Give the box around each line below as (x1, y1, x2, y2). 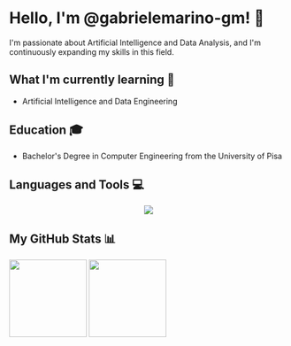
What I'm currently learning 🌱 (9, 73, 175, 88)
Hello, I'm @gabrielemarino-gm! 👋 (9, 8, 265, 28)
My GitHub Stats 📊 (9, 231, 117, 246)
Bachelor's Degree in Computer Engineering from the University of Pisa (21, 150, 283, 161)
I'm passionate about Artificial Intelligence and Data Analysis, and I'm (9, 37, 261, 48)
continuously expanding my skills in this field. (9, 46, 174, 57)
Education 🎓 (9, 123, 84, 138)
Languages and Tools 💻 (9, 177, 144, 192)
